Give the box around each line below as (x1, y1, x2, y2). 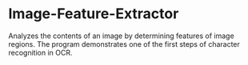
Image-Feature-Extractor (8, 5, 179, 23)
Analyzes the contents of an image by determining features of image (8, 31, 234, 40)
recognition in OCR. (8, 48, 73, 57)
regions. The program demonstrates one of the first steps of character (8, 39, 240, 48)
